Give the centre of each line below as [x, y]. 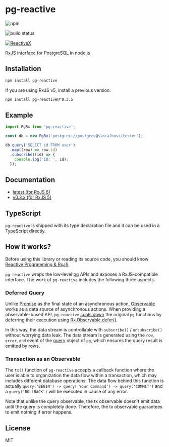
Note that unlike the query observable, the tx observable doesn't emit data [83, 401]
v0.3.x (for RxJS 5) [32, 197]
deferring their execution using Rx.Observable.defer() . [61, 320]
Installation [23, 69]
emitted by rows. [23, 346]
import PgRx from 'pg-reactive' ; [40, 127]
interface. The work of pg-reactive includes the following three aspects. [80, 279]
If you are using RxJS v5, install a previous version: [58, 90]
